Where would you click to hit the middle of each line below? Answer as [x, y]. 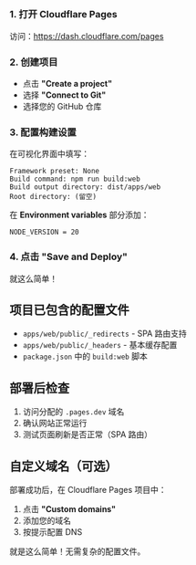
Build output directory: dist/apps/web [85, 187]
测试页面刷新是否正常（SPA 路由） [88, 434]
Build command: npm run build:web [75, 179]
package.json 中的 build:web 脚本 [85, 356]
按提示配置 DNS [52, 532]
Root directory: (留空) [53, 197]
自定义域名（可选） [63, 466]
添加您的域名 [46, 521]
